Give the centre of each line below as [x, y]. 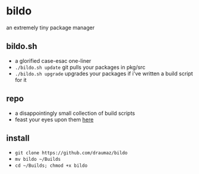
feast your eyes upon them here [54, 119]
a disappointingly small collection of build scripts [75, 113]
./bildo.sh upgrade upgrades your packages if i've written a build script [104, 74]
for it [21, 80]
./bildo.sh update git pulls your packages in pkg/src [80, 67]
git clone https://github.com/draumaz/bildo [71, 153]
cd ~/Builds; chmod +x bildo [51, 166]
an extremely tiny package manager [50, 28]
